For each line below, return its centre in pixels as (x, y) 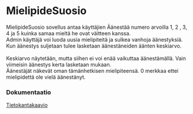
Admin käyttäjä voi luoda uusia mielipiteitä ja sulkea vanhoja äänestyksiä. (94, 39)
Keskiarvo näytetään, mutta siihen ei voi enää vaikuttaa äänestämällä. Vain (96, 58)
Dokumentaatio (29, 92)
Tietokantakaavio (27, 105)
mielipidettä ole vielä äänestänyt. (46, 77)
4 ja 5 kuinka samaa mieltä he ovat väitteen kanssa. (69, 33)
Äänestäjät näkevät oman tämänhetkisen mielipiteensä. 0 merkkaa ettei (92, 71)
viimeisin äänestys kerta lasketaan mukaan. (59, 64)
